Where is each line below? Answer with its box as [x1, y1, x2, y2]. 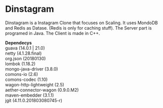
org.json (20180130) [5, 55, 46, 61]
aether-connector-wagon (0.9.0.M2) [5, 87, 79, 93]
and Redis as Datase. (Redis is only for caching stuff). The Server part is [5, 25, 152, 31]
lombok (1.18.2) [5, 61, 36, 67]
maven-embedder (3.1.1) [5, 92, 54, 98]
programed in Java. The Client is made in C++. [5, 30, 100, 36]
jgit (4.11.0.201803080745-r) [5, 97, 63, 103]
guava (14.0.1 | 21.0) [5, 45, 45, 51]
